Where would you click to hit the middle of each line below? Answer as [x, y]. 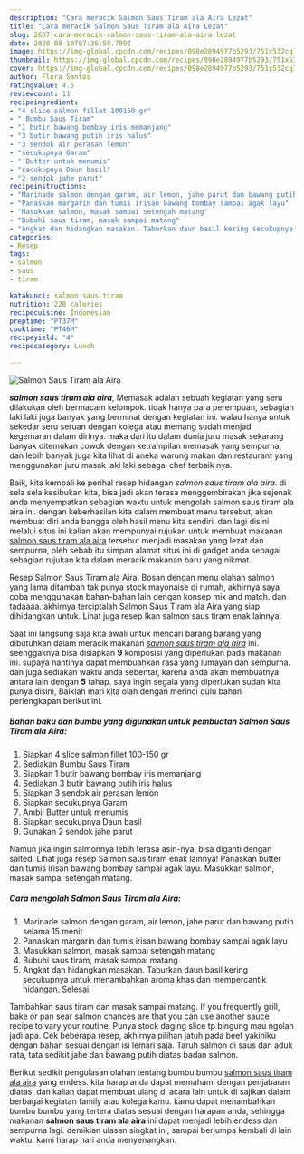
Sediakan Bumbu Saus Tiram [76, 764]
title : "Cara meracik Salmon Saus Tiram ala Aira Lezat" [119, 26]
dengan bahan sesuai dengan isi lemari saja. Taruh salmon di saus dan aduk [151, 1045]
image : [22, 52]
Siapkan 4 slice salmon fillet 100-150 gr [95, 754]
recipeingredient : [44, 102]
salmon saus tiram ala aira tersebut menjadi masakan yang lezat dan [137, 540]
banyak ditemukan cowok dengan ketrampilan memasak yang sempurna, [146, 445]
